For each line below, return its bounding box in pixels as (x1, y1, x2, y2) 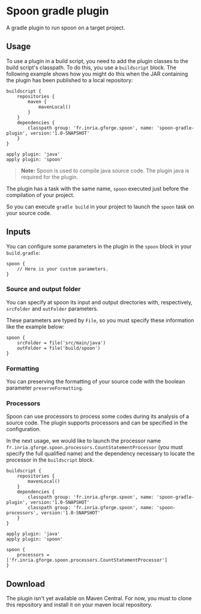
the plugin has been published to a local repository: (6, 76, 133, 83)
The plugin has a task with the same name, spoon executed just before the (6, 185, 189, 192)
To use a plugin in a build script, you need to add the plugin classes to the (6, 57, 188, 64)
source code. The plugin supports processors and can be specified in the (6, 419, 188, 427)
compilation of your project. (6, 191, 75, 199)
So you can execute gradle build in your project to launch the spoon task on (6, 203, 194, 210)
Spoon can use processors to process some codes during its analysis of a (6, 413, 190, 420)
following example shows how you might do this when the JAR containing (6, 70, 188, 77)
